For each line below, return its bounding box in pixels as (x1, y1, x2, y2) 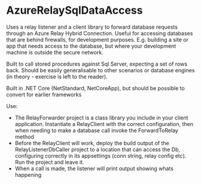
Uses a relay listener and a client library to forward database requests (6, 23, 178, 30)
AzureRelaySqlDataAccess (6, 4, 143, 17)
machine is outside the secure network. (6, 48, 103, 56)
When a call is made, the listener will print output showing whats (14, 165, 173, 172)
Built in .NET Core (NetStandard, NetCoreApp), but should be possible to (6, 84, 185, 91)
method (14, 133, 35, 140)
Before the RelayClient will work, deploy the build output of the (14, 139, 169, 146)
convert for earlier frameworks (6, 91, 82, 98)
